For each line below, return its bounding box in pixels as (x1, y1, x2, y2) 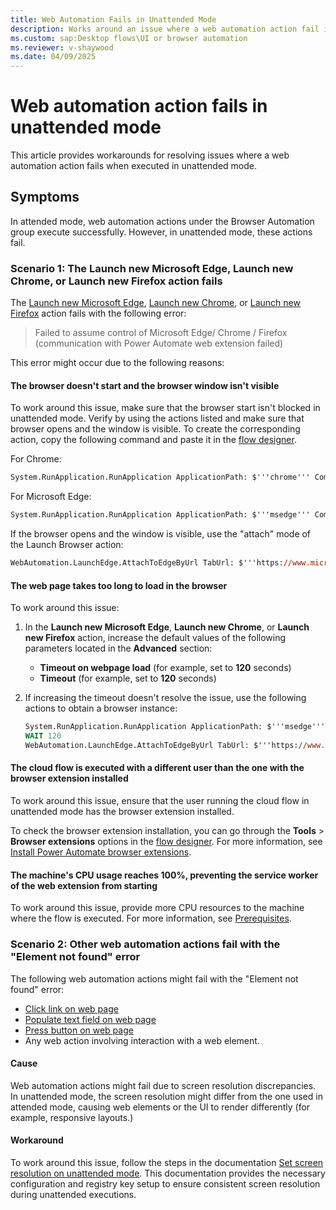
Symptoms (10, 189, 80, 206)
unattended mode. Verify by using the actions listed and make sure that (10, 412, 305, 425)
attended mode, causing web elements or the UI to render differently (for (10, 1101, 311, 1113)
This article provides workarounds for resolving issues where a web (10, 149, 290, 161)
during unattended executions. (10, 1188, 137, 1200)
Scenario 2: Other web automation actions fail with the (10, 937, 281, 951)
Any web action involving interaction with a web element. (24, 1034, 260, 1046)
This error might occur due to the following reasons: (10, 357, 225, 369)
